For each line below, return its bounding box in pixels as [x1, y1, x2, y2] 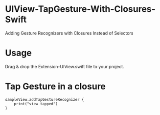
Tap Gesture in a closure [5, 81, 106, 92]
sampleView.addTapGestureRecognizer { [5, 97, 84, 102]
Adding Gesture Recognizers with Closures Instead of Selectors [5, 30, 134, 36]
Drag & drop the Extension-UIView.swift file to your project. [5, 63, 124, 69]
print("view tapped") [14, 101, 58, 106]
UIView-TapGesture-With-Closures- [5, 3, 156, 15]
